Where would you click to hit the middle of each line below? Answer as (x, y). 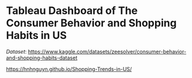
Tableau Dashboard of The (72, 11)
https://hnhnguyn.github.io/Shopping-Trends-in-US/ (69, 69)
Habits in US (37, 36)
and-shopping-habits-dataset (42, 58)
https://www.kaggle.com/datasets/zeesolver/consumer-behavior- (107, 51)
